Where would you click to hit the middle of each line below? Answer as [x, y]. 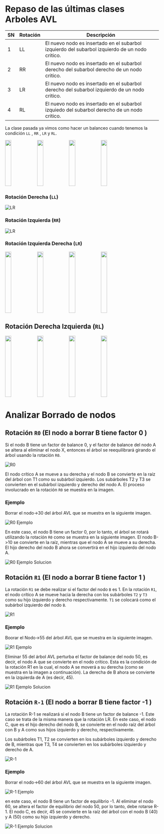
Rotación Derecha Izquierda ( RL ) [54, 327]
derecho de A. [19, 749]
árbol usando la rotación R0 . [33, 455]
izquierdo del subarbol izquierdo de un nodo [96, 49]
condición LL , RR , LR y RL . [31, 133]
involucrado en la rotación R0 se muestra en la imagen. [60, 490]
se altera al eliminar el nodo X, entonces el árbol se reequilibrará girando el [80, 450]
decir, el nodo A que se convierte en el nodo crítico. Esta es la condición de [81, 662]
